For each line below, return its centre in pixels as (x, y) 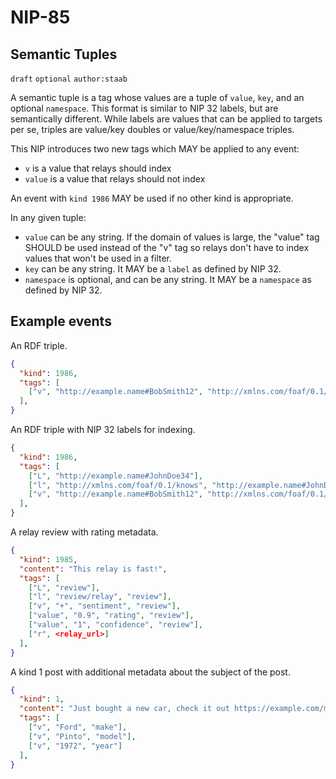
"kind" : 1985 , (48, 559)
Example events (61, 321)
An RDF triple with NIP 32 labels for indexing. (103, 430)
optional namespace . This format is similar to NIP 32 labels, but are (144, 108)
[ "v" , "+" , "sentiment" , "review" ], (105, 606)
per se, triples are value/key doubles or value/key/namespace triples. (152, 129)
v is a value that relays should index (98, 168)
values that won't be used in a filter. (98, 258)
